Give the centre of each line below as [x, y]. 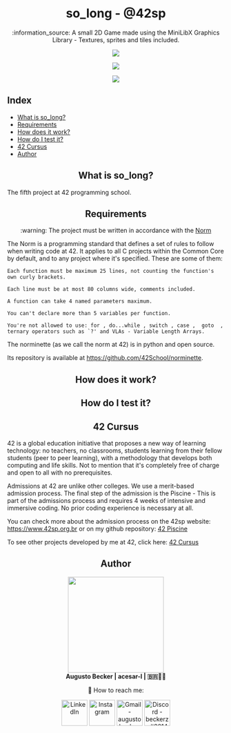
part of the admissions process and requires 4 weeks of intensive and [106, 500]
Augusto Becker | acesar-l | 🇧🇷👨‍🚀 [116, 676]
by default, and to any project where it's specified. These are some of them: [115, 258]
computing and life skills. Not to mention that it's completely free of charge [113, 465]
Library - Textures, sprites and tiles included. [116, 39]
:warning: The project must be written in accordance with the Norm [116, 231]
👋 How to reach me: [116, 690]
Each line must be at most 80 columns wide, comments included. [101, 289]
